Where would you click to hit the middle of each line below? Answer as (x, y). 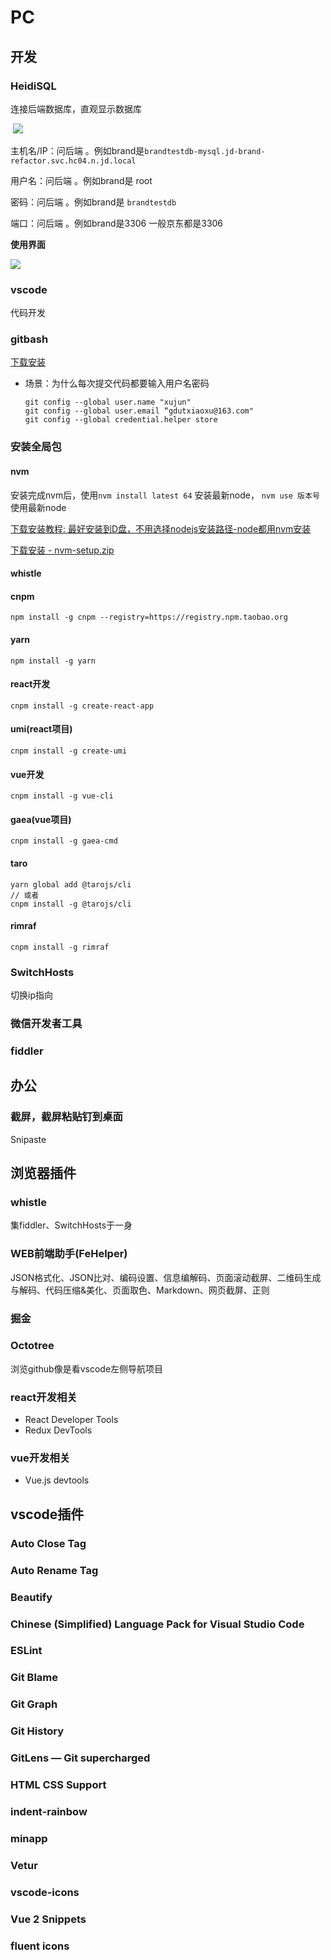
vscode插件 (47, 1514)
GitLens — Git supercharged (80, 1758)
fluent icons (40, 1946)
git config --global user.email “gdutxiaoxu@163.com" (139, 411)
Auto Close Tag (48, 1543)
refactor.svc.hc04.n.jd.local (73, 161)
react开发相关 (44, 1397)
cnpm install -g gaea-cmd (64, 841)
